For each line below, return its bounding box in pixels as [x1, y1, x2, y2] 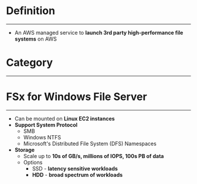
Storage [14, 146, 35, 153]
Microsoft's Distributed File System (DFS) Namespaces [23, 140, 157, 147]
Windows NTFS [23, 133, 62, 140]
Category [6, 56, 53, 69]
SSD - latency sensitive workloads [32, 165, 118, 172]
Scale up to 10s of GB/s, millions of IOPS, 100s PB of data [23, 152, 164, 159]
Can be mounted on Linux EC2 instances [14, 115, 116, 122]
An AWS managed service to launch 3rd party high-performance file [14, 29, 184, 36]
